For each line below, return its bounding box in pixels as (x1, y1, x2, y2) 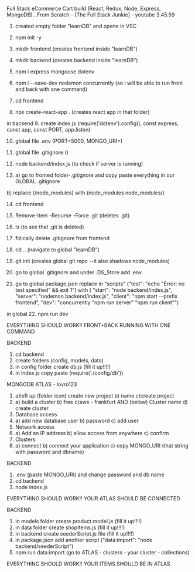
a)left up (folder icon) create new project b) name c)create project (15, 392, 175, 399)
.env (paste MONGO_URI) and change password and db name (15, 471, 165, 478)
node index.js (15, 484, 48, 490)
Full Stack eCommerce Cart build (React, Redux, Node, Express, (6, 5, 162, 12)
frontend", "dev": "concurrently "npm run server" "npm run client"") (15, 299, 179, 306)
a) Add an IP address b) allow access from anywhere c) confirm (15, 430, 169, 436)
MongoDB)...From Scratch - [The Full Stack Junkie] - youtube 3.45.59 (6, 11, 175, 18)
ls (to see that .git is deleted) (15, 223, 84, 230)
